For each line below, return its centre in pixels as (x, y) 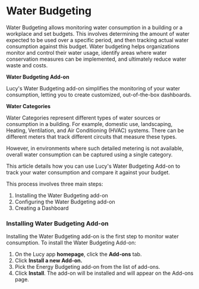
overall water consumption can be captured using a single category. (89, 154)
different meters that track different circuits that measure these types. (91, 136)
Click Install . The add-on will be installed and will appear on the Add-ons (104, 273)
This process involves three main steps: (55, 184)
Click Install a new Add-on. (48, 260)
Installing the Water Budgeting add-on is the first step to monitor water (93, 237)
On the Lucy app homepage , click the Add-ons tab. (78, 255)
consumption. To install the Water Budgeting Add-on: (71, 243)
